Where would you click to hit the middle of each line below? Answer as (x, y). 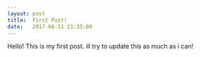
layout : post (26, 14)
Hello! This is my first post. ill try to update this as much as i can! (100, 47)
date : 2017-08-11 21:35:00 (50, 26)
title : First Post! (38, 20)
